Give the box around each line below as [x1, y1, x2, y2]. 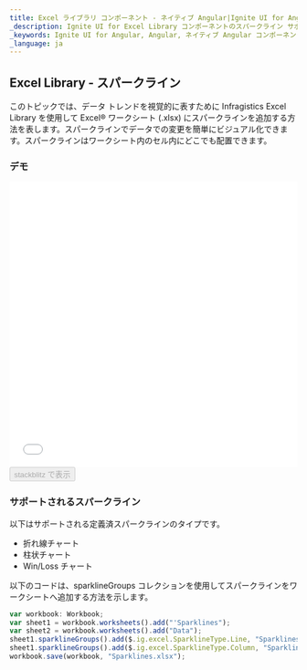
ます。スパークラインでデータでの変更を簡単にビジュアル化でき [40, 124, 281, 135]
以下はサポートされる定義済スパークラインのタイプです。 [9, 518, 226, 529]
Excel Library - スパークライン [9, 75, 181, 90]
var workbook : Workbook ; [9, 609, 104, 619]
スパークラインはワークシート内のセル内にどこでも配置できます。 [24, 135, 272, 146]
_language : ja [9, 38, 64, 48]
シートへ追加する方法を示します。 [25, 591, 153, 602]
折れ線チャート [22, 538, 79, 549]
